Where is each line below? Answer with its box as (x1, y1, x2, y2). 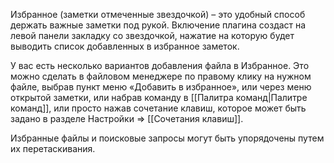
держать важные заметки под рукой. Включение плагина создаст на (10, 19, 307, 31)
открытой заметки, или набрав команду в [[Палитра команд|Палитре (10, 92, 308, 103)
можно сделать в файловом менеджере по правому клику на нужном (10, 70, 312, 82)
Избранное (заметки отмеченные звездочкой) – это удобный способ (10, 9, 306, 20)
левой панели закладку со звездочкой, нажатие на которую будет (10, 30, 295, 41)
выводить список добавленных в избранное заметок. (10, 40, 240, 52)
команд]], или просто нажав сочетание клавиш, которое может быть (10, 102, 307, 114)
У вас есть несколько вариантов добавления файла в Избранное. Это (10, 60, 310, 71)
